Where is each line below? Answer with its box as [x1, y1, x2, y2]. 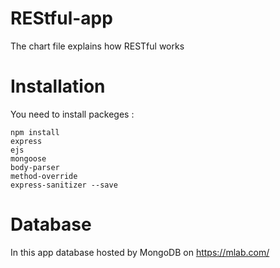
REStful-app [10, 7, 113, 30]
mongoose [10, 153, 47, 164]
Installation [10, 75, 106, 98]
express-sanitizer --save [10, 180, 118, 190]
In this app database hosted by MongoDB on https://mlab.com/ [10, 246, 270, 258]
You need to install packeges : [10, 108, 135, 120]
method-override [10, 171, 78, 181]
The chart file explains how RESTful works [10, 40, 185, 52]
